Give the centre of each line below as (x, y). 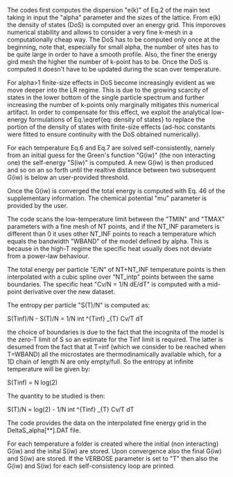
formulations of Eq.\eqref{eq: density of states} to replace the (117, 120)
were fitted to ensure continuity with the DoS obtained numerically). (104, 134)
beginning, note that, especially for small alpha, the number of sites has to (113, 47)
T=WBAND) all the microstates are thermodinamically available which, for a (114, 354)
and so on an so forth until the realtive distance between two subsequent (112, 170)
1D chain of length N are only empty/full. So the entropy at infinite (101, 362)
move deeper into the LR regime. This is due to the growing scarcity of (108, 90)
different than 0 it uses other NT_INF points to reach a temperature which (112, 234)
